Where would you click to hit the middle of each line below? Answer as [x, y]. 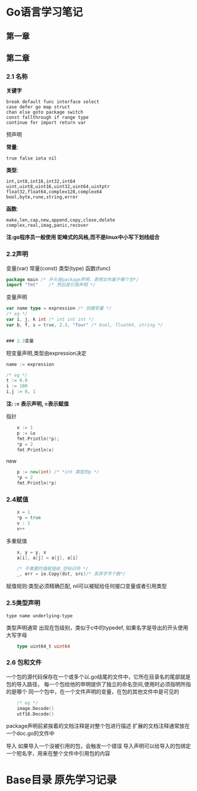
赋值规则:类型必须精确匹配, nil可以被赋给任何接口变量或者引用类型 [87, 586]
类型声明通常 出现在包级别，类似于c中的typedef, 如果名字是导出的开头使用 [97, 627]
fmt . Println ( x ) [36, 450]
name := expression [30, 364]
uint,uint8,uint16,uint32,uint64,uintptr [58, 187]
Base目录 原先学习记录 [61, 780]
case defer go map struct [38, 107]
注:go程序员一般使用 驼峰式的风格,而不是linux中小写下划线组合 [83, 237]
